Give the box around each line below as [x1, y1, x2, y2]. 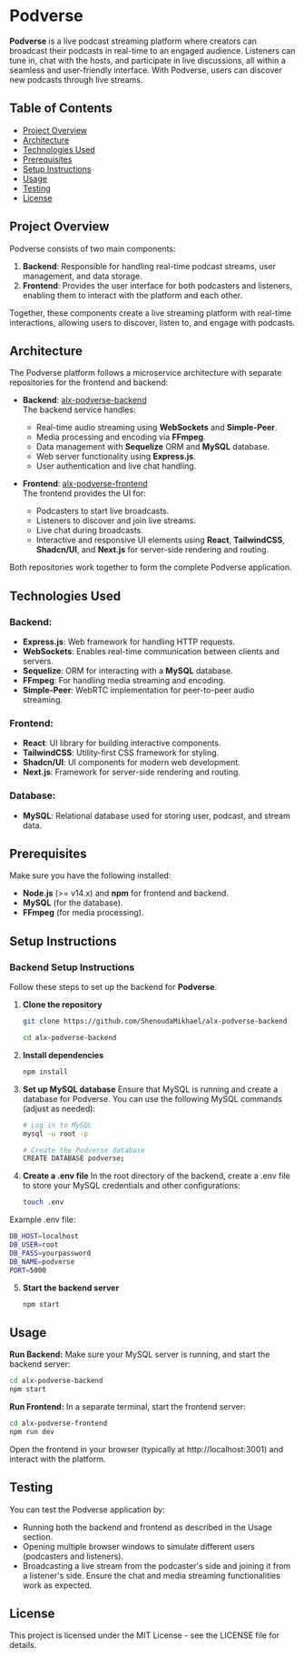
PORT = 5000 [9, 1266, 47, 1275]
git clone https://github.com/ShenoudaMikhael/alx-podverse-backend [22, 1016, 288, 1026]
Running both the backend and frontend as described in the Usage [22, 1522, 272, 1532]
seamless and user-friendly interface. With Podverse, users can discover [9, 65, 283, 76]
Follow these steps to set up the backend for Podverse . [9, 982, 218, 993]
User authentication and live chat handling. [35, 460, 197, 471]
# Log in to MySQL [22, 1120, 93, 1129]
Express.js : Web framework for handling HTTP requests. [22, 636, 236, 647]
